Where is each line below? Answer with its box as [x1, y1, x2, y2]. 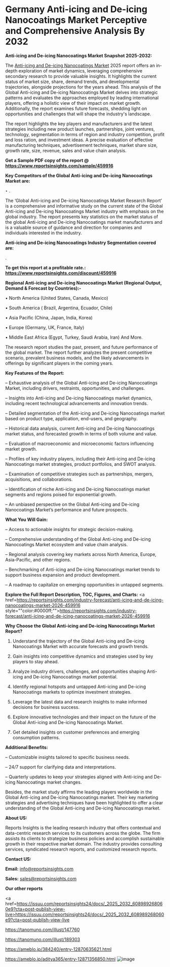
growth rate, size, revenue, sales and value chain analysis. [5, 147, 126, 153]
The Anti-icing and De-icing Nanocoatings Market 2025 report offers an [5, 62, 155, 68]
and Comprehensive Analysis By [5, 25, 145, 36]
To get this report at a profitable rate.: [5, 264, 86, 270]
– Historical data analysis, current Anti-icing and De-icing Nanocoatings [5, 425, 155, 431]
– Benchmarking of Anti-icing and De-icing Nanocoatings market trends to [5, 566, 160, 573]
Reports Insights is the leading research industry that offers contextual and [5, 824, 161, 831]
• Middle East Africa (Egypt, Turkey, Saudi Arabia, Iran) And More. [5, 334, 143, 340]
